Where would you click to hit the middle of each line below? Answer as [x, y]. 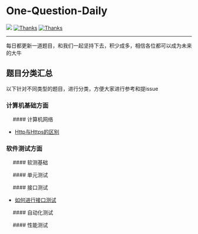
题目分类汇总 [29, 73]
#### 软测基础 [30, 163]
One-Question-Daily [57, 11]
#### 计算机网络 [33, 120]
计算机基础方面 [27, 106]
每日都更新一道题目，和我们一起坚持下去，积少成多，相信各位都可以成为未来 [99, 45]
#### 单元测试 [30, 175]
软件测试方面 [24, 149]
